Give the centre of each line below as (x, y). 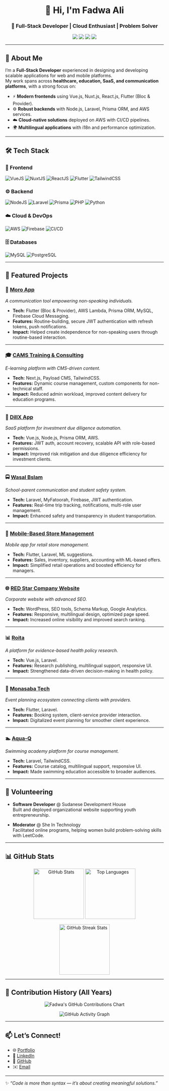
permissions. (26, 449)
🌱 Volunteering (29, 792)
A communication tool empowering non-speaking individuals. (69, 301)
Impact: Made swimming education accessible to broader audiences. (84, 771)
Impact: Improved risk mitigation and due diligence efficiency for (80, 454)
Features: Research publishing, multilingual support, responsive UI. (82, 666)
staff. (38, 388)
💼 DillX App (19, 417)
